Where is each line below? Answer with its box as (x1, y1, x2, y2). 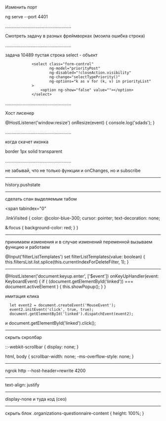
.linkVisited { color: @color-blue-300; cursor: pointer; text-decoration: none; (5, 215, 161, 221)
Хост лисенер (5, 110, 35, 116)
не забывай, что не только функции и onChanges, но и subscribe (5, 168, 141, 173)
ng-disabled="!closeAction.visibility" (49, 70, 132, 75)
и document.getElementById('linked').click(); (5, 320, 96, 326)
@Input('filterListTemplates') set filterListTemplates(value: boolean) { (5, 254, 145, 259)
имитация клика (5, 294, 40, 299)
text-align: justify (5, 382, 40, 387)
